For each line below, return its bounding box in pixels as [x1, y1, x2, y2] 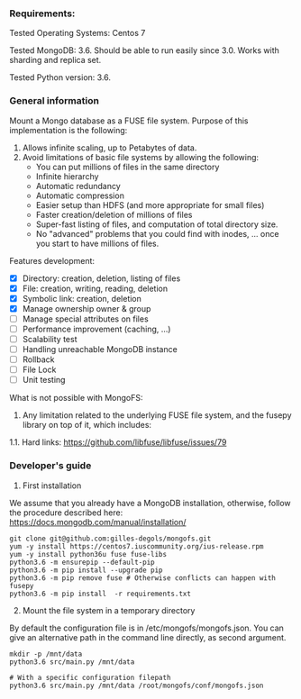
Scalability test [22, 333, 78, 344]
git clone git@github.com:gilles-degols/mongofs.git [9, 534, 212, 543]
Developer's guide [9, 459, 92, 472]
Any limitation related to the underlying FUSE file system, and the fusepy [22, 410, 292, 421]
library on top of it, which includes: [22, 420, 151, 431]
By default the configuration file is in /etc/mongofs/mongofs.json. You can [9, 622, 284, 633]
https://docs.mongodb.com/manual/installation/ [9, 516, 187, 527]
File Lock [22, 364, 57, 376]
